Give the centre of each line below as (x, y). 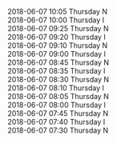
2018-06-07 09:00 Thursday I (56, 54)
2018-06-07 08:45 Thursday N (58, 62)
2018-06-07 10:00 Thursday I (56, 20)
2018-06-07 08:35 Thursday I (56, 71)
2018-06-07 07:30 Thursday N (58, 130)
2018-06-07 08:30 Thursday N (58, 79)
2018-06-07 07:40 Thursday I (56, 122)
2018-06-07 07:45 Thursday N (58, 113)
